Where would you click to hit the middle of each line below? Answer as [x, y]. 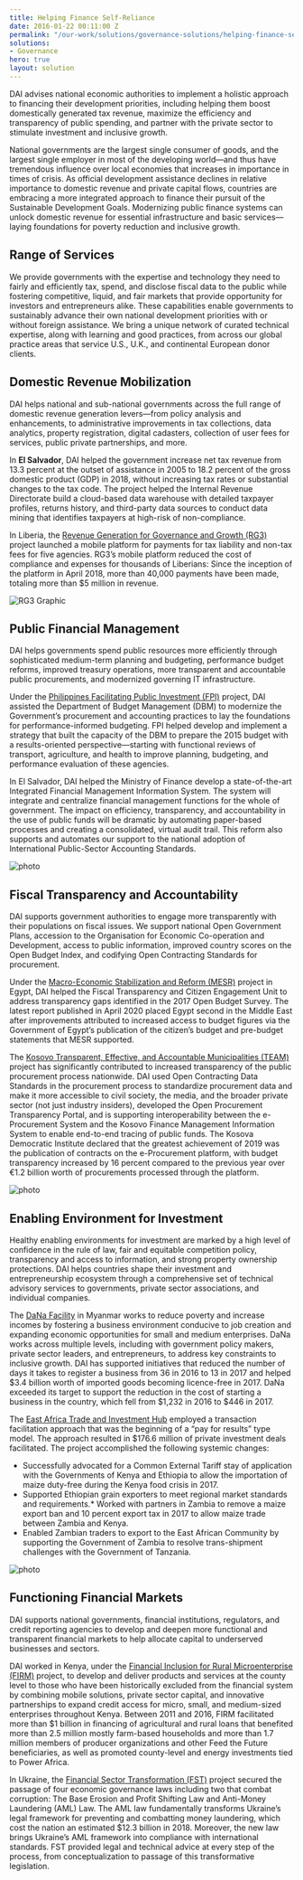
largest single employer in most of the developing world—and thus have [143, 159]
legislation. [29, 1866]
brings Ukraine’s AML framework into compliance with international [134, 1837]
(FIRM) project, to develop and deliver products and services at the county [148, 1675]
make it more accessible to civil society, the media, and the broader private [149, 1095]
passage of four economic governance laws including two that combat [141, 1789]
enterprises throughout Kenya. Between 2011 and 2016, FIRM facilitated [142, 1714]
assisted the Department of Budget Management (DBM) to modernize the [146, 707]
